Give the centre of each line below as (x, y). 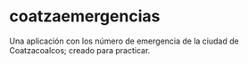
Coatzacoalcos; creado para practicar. (80, 50)
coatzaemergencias (85, 16)
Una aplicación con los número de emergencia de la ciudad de (124, 41)
